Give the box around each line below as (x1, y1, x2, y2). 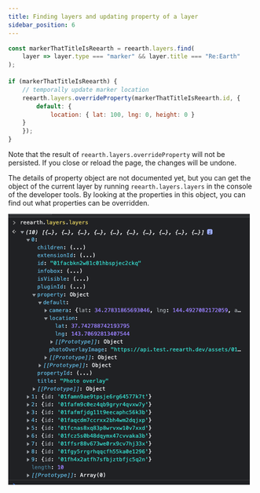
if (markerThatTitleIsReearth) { (8, 78, 118, 86)
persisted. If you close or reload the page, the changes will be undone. (8, 158, 237, 167)
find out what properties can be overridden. (8, 199, 149, 207)
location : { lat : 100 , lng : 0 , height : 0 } (49, 111, 195, 119)
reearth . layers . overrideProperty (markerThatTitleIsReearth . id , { (22, 94, 241, 102)
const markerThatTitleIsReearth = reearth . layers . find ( (8, 44, 195, 53)
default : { (36, 102, 72, 110)
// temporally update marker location (22, 86, 149, 93)
